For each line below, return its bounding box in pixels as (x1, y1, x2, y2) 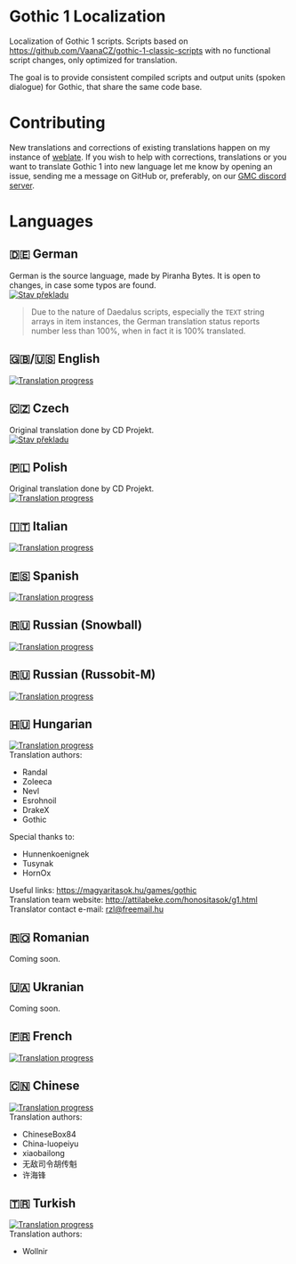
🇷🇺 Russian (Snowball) (9, 618, 142, 633)
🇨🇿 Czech (9, 401, 69, 416)
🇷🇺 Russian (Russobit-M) (9, 667, 156, 683)
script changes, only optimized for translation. (9, 54, 178, 65)
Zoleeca (21, 776, 52, 787)
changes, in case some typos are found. (9, 279, 157, 291)
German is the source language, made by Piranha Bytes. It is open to (9, 270, 260, 281)
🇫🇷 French (9, 1029, 73, 1044)
